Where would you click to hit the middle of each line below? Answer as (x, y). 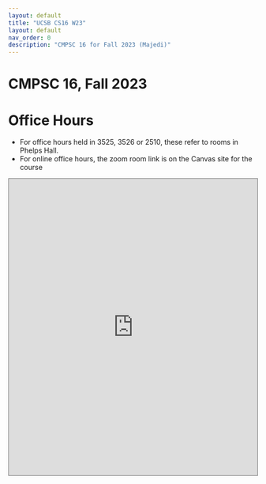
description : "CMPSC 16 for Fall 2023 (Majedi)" (90, 45)
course (31, 168)
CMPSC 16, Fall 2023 (78, 84)
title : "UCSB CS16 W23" (47, 23)
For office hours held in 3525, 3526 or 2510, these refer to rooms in (129, 142)
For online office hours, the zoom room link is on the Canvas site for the (136, 159)
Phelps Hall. (39, 150)
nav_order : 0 (30, 38)
